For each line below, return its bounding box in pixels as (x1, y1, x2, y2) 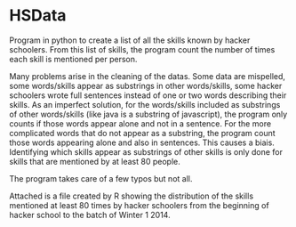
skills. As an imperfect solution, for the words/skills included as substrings (9, 99, 281, 109)
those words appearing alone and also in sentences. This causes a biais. (9, 137, 276, 148)
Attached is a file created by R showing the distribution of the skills (9, 191, 254, 201)
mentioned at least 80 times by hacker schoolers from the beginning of (9, 199, 269, 210)
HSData (9, 5, 67, 26)
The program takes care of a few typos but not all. (9, 173, 193, 183)
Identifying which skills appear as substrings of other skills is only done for (9, 146, 283, 157)
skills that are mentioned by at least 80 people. (9, 156, 180, 166)
